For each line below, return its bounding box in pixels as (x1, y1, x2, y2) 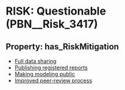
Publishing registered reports (14, 64, 88, 71)
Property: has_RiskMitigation (5, 41, 120, 52)
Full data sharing (14, 58, 57, 64)
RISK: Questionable (5, 4, 106, 18)
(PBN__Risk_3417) (5, 17, 98, 31)
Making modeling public (14, 71, 76, 77)
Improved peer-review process (14, 77, 93, 84)
